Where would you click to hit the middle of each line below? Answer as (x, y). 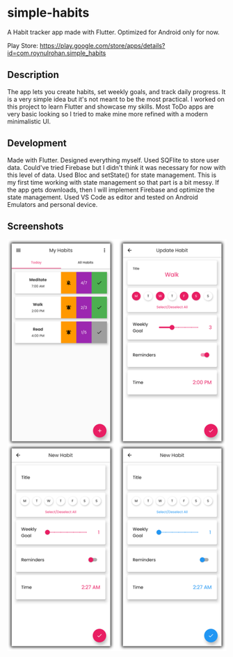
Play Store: (23, 45)
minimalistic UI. (29, 121)
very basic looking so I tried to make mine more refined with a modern (108, 114)
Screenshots (35, 226)
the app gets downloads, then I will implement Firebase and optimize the (111, 190)
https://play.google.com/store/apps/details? (102, 45)
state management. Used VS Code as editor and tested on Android (103, 197)
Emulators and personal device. (53, 204)
